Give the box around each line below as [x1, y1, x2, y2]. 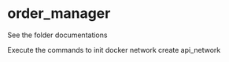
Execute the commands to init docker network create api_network [7, 45, 221, 54]
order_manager [7, 5, 111, 22]
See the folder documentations [7, 30, 108, 40]
